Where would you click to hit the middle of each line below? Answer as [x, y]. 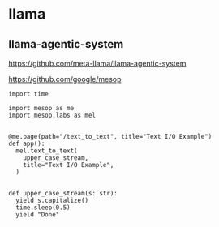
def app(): [27, 143]
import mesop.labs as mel [52, 115]
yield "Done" [38, 215]
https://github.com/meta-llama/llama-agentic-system [97, 63]
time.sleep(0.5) [43, 208]
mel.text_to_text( [47, 151]
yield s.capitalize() [52, 200]
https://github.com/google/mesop [65, 79]
